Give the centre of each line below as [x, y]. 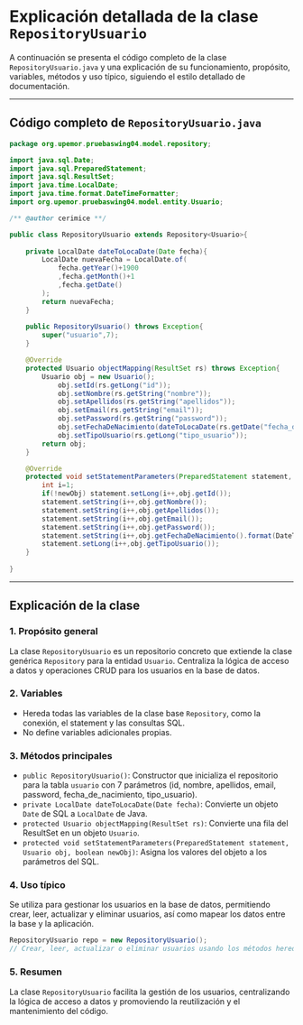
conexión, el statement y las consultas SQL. [103, 723]
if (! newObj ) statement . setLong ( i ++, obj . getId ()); [137, 494]
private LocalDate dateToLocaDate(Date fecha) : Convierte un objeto [150, 804]
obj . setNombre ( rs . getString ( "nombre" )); [134, 393]
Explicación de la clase [75, 606]
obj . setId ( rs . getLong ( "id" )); [114, 385]
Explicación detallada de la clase [134, 17]
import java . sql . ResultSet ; [62, 177]
